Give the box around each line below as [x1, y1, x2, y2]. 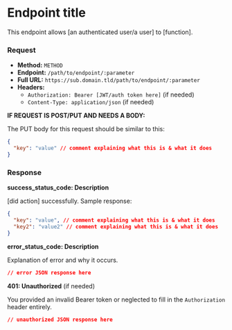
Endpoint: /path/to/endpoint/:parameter [17, 68, 135, 77]
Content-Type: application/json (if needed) [27, 98, 154, 106]
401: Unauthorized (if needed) [7, 281, 96, 290]
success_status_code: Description [7, 183, 109, 192]
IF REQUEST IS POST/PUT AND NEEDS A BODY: [7, 111, 145, 119]
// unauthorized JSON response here [7, 316, 113, 323]
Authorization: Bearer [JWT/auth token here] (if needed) [27, 90, 195, 99]
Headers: [17, 83, 45, 92]
